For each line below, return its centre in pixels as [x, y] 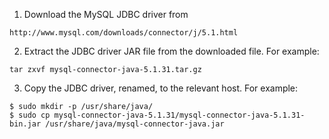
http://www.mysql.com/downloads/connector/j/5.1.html [124, 33]
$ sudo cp [30, 115]
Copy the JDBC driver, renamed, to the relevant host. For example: [161, 88]
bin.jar [25, 124]
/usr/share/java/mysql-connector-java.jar [135, 124]
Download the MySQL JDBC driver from [106, 14]
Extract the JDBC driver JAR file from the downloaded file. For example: [171, 51]
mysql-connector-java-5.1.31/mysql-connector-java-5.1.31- [179, 115]
